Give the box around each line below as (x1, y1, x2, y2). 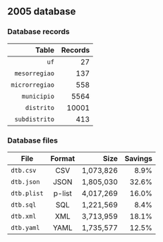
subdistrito (14, 115, 55, 123)
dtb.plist (11, 189, 44, 197)
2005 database (7, 6, 76, 18)
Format (50, 153, 76, 163)
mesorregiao (14, 69, 55, 77)
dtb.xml (11, 212, 37, 220)
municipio (21, 92, 55, 100)
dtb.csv (11, 166, 37, 174)
